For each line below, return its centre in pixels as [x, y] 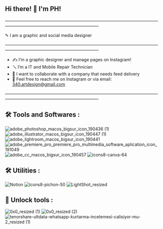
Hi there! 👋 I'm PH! [33, 9]
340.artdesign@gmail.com [39, 84]
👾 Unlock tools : [29, 200]
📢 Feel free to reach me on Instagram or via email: [62, 79]
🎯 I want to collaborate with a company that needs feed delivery [76, 74]
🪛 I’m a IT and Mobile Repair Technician [52, 67]
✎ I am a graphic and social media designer [49, 35]
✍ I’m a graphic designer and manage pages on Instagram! [72, 59]
